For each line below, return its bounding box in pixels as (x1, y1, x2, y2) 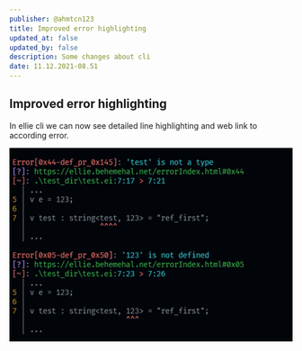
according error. (9, 130, 69, 140)
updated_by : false (9, 43, 78, 52)
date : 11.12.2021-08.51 (9, 62, 99, 71)
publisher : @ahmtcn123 (9, 14, 94, 23)
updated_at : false (9, 33, 78, 42)
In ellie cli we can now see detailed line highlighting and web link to (9, 120, 258, 130)
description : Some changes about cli (9, 52, 151, 62)
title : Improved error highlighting (9, 23, 147, 33)
